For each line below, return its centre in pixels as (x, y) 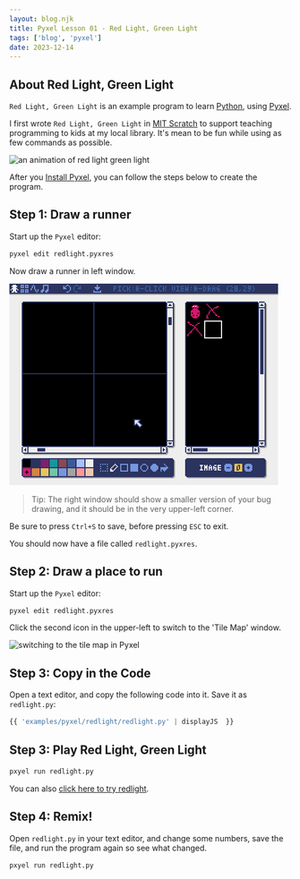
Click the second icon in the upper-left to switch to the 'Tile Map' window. (146, 627)
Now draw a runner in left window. (73, 271)
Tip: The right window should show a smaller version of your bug (151, 499)
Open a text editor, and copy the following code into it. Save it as (129, 695)
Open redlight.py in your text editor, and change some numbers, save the (146, 838)
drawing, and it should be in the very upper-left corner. (133, 508)
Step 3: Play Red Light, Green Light (108, 750)
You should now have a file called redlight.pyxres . (103, 543)
